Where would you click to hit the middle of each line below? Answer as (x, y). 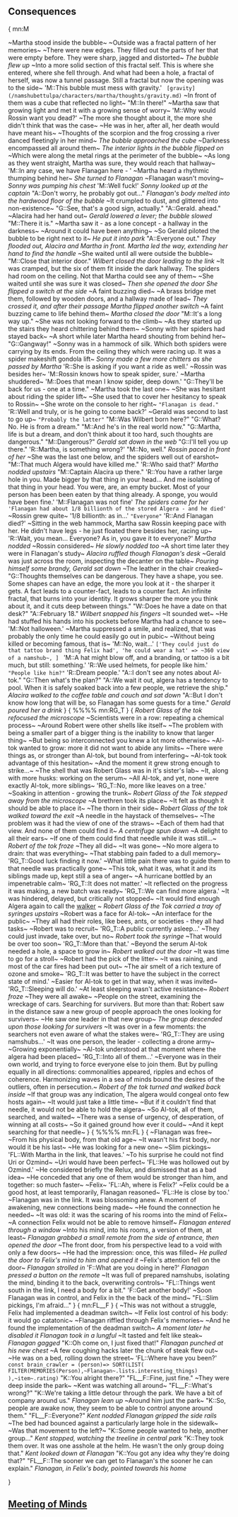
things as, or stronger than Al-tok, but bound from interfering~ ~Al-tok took (118, 755)
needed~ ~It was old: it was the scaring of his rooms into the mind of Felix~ (118, 1214)
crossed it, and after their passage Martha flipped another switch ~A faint (116, 306)
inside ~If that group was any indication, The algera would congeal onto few (119, 1094)
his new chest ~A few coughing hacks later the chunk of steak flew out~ (113, 1350)
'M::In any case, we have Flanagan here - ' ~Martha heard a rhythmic (109, 170)
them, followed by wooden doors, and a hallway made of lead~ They (108, 298)
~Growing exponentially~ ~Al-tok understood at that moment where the (112, 1049)
